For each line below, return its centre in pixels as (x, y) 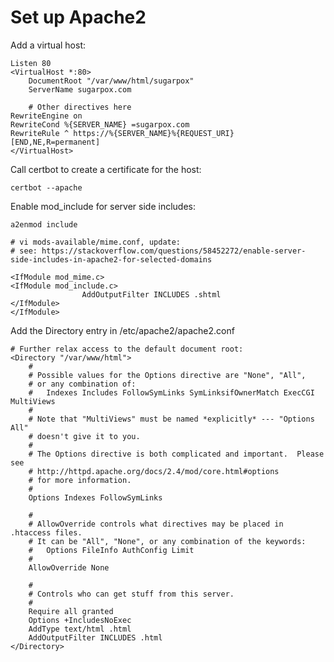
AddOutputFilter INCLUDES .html (95, 637)
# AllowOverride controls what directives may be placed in (156, 524)
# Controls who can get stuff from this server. (131, 594)
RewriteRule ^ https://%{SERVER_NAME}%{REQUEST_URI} (122, 133)
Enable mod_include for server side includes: (103, 206)
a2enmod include (44, 224)
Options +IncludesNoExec (80, 620)
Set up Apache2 (78, 17)
